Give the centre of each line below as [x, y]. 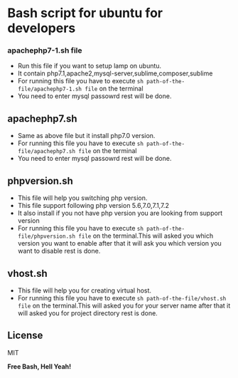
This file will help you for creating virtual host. [84, 290]
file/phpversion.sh [47, 236]
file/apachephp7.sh [47, 152]
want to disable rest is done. [59, 251]
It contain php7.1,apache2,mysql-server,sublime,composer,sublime [115, 73]
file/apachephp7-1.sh [49, 89]
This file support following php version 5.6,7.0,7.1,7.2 [93, 206]
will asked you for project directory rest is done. [87, 313]
